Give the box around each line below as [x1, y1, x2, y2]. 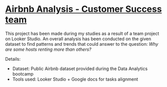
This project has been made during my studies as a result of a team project [5, 30, 160, 36]
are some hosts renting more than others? [5, 46, 92, 52]
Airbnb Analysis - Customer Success [5, 3, 162, 15]
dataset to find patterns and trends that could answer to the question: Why [5, 41, 159, 47]
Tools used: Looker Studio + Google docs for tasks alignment [12, 76, 139, 82]
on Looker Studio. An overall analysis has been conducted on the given [5, 36, 152, 42]
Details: [5, 56, 21, 62]
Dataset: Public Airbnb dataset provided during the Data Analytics [12, 66, 148, 72]
